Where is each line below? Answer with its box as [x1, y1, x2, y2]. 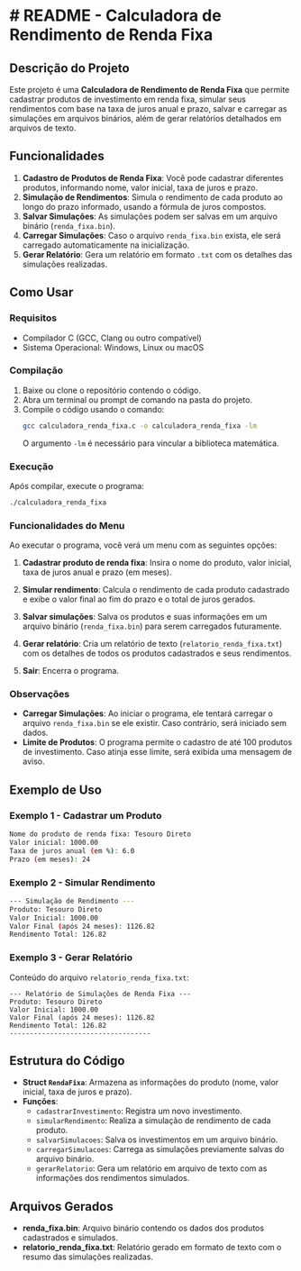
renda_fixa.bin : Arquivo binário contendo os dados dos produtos [22, 1222, 264, 1234]
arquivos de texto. [9, 123, 77, 133]
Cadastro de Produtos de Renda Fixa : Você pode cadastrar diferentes [22, 172, 284, 183]
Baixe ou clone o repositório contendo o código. [22, 385, 201, 395]
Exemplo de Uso [9, 782, 102, 797]
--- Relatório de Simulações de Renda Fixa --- [9, 989, 192, 998]
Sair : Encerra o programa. [22, 666, 120, 676]
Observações [9, 688, 70, 701]
